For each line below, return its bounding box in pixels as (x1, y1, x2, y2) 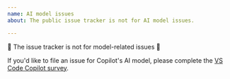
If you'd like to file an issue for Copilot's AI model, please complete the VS (7, 56, 223, 64)
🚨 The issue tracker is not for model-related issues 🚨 (7, 42, 161, 51)
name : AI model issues (7, 10, 74, 18)
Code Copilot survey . (7, 63, 69, 72)
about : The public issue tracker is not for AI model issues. (7, 17, 195, 24)
